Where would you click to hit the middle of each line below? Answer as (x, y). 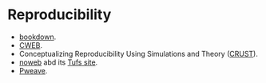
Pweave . (33, 70)
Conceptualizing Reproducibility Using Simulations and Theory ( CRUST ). (139, 53)
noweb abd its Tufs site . (58, 62)
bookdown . (38, 37)
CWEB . (31, 45)
